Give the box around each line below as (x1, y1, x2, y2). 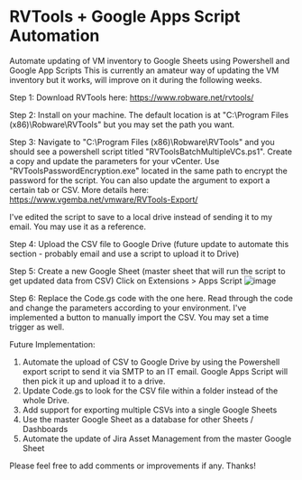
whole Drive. (22, 394, 70, 405)
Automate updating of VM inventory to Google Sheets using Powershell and (9, 55, 290, 66)
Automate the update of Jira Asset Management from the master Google (22, 433, 292, 444)
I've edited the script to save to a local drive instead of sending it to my (9, 211, 273, 222)
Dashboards (22, 423, 69, 434)
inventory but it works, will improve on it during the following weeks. (9, 74, 262, 85)
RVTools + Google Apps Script (9, 6, 241, 27)
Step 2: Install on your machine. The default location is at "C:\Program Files (9, 109, 289, 120)
